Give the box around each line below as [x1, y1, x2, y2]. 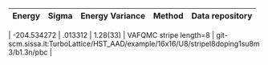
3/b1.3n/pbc [8, 47, 48, 57]
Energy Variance [79, 10, 146, 21]
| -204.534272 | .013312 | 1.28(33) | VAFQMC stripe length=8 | [8, 30, 215, 39]
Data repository [191, 10, 253, 21]
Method [152, 10, 184, 21]
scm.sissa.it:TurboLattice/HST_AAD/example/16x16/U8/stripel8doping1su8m [8, 39, 260, 48]
